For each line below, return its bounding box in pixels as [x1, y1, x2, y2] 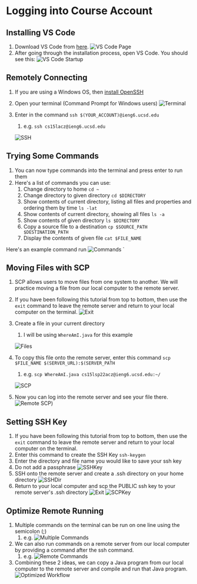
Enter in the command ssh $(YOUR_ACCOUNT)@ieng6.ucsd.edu [14, 111, 159, 118]
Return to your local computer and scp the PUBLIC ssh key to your [14, 483, 176, 490]
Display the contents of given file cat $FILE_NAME [23, 234, 142, 241]
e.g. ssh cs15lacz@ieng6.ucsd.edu [23, 122, 106, 130]
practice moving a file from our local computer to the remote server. [14, 284, 179, 292]
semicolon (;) [14, 528, 47, 535]
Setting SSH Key [6, 417, 68, 427]
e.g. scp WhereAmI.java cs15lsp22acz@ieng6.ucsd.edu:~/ [23, 371, 161, 378]
